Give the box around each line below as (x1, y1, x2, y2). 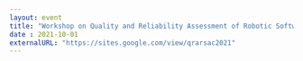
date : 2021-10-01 (9, 30, 78, 39)
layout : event (9, 13, 63, 22)
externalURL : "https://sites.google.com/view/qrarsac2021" (9, 38, 236, 48)
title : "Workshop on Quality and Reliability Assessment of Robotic (9, 22, 272, 30)
